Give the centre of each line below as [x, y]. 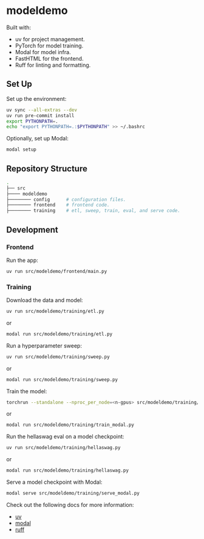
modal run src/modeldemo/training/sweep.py [62, 379]
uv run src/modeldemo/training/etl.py [55, 311]
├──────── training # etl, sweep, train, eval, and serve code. [93, 211]
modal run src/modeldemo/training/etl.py [59, 334]
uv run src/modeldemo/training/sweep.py [58, 357]
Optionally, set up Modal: [37, 139]
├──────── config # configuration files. [66, 199]
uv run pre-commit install [40, 115]
